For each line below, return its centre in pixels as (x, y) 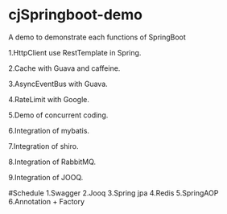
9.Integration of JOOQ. (46, 177)
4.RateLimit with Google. (49, 99)
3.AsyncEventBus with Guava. (58, 84)
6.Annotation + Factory (47, 201)
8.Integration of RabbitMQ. (52, 162)
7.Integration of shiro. (43, 146)
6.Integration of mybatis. (49, 130)
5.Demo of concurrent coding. (58, 115)
